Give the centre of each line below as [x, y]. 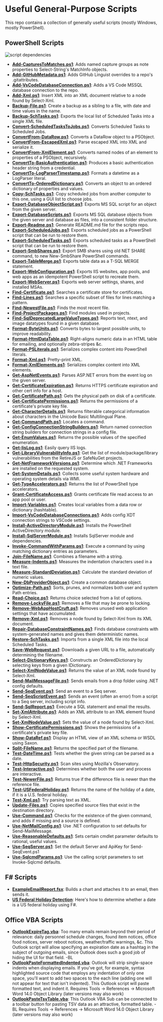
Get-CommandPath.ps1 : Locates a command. [59, 422]
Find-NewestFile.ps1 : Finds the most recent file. [61, 308]
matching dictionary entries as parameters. [55, 551]
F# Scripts [21, 877]
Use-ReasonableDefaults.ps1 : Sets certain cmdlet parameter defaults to [85, 836]
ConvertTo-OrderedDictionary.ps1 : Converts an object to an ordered [82, 183]
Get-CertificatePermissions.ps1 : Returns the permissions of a [75, 401]
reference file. [26, 784]
